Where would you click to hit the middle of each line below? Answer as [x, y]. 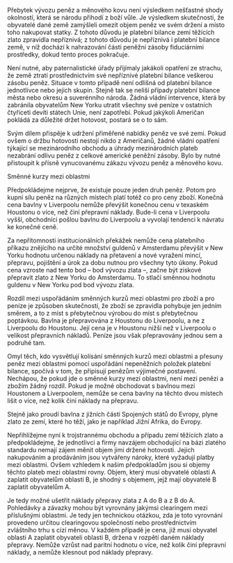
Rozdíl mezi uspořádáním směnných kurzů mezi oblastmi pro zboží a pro [111, 298]
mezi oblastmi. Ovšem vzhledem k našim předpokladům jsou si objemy [109, 465]
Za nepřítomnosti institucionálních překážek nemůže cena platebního [106, 240]
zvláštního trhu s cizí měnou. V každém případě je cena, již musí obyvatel [112, 530]
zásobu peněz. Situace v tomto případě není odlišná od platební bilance [110, 83]
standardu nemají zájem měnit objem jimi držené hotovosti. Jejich [101, 450]
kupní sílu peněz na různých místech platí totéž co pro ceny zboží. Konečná [115, 197]
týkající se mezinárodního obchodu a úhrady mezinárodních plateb [103, 148]
